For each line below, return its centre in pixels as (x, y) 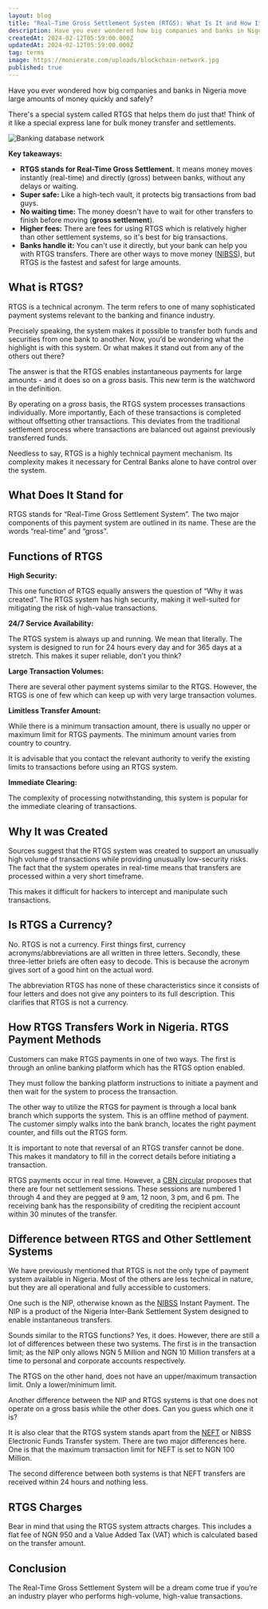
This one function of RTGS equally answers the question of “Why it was (126, 591)
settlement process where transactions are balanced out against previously (132, 429)
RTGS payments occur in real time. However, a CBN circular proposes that (130, 1180)
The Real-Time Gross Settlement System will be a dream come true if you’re (133, 1587)
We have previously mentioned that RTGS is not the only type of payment (129, 1271)
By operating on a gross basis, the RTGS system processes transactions (127, 404)
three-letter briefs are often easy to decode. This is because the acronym (129, 961)
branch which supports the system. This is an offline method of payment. (128, 1115)
